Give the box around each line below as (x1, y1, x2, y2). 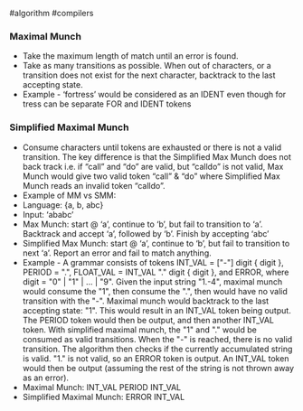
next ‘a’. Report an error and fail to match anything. (22, 248, 213, 258)
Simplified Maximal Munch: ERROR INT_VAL (22, 391, 185, 402)
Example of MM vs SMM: (22, 190, 117, 201)
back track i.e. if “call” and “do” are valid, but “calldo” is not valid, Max (22, 161, 284, 172)
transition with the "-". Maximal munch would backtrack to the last (22, 295, 270, 306)
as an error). (22, 372, 70, 383)
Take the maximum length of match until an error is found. (22, 51, 239, 61)
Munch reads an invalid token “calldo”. (22, 180, 166, 191)
